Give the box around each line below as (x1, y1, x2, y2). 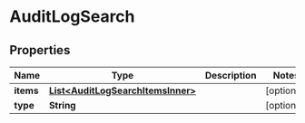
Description (204, 70, 257, 81)
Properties (9, 43, 71, 58)
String (48, 99, 76, 111)
